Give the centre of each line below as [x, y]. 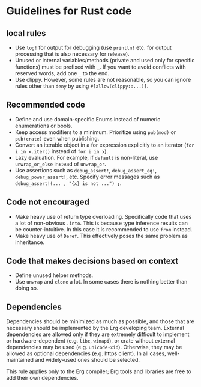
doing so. [26, 288]
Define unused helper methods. [54, 275]
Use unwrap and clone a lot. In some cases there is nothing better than [101, 282]
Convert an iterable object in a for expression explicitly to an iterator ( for [105, 145]
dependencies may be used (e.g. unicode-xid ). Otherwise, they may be [94, 347]
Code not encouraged [48, 202]
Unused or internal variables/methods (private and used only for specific [105, 60]
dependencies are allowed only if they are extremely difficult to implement [98, 334]
